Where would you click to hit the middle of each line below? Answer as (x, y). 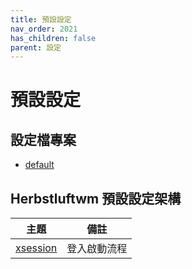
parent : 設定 (36, 47)
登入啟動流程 (97, 249)
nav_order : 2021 (44, 29)
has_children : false (53, 38)
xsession (36, 248)
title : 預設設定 (41, 19)
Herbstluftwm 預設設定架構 (96, 198)
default (39, 165)
